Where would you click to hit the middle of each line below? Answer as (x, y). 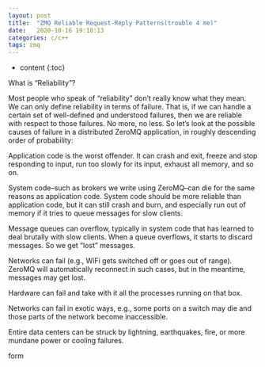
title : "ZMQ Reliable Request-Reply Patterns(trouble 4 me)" (113, 23)
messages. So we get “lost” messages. (72, 246)
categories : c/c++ (38, 38)
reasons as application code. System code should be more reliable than (125, 197)
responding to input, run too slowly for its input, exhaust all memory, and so (131, 164)
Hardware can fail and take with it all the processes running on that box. (125, 293)
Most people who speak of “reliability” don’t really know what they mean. (127, 98)
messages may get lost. (47, 277)
